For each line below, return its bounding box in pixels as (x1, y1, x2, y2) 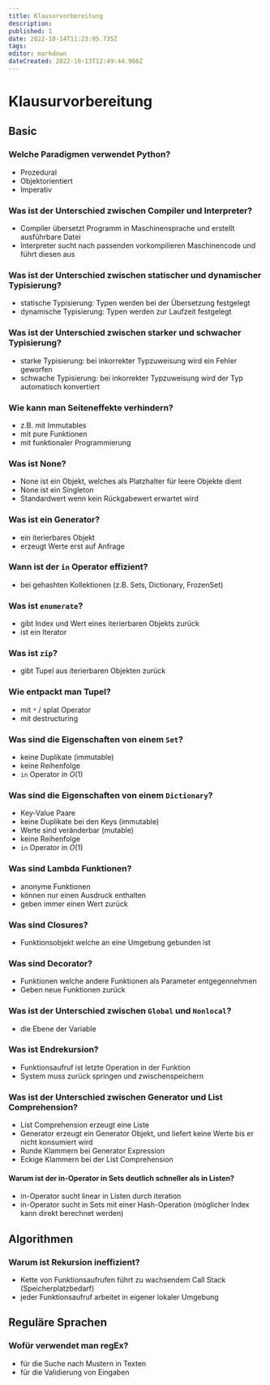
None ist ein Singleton (19, 485, 95, 495)
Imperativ (19, 185, 53, 194)
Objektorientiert (19, 176, 73, 185)
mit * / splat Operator (19, 705, 92, 714)
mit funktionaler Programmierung (19, 437, 131, 447)
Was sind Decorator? (8, 957, 93, 969)
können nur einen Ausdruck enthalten (19, 890, 147, 900)
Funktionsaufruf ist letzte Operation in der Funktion (19, 1062, 191, 1072)
